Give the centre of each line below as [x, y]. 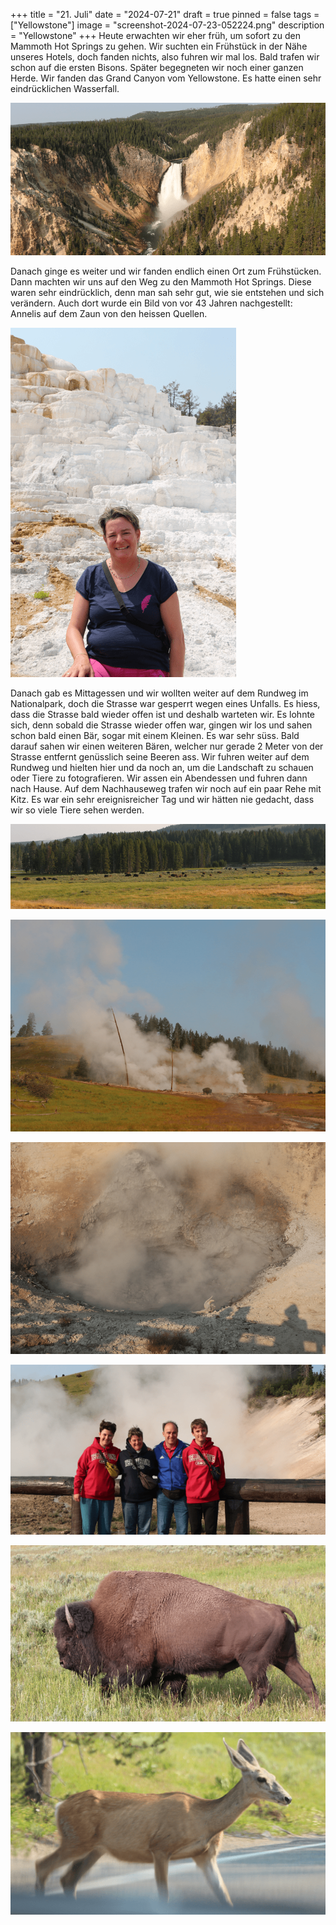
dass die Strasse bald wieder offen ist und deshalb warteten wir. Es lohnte [163, 715]
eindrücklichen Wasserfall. [65, 88]
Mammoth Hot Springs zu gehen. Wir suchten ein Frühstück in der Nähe [159, 46]
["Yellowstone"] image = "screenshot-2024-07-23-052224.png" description [167, 25]
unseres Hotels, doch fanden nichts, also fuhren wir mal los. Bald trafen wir [165, 57]
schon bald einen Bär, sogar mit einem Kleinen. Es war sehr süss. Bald [155, 736]
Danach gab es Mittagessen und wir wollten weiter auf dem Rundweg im [159, 693]
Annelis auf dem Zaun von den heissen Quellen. [109, 314]
